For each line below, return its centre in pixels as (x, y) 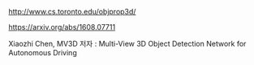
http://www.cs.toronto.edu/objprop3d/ (72, 12)
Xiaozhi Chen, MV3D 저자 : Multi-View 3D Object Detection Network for (127, 44)
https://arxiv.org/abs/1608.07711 (62, 27)
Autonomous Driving (43, 53)
